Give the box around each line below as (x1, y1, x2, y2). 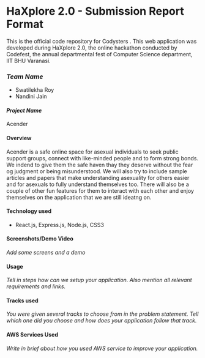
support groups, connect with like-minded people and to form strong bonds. (6, 154, 199, 162)
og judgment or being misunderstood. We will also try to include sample (6, 167, 188, 175)
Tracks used (6, 297, 39, 304)
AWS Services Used (6, 331, 58, 338)
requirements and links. (6, 283, 66, 290)
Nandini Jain (15, 93, 47, 100)
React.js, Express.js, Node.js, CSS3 (15, 221, 104, 228)
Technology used (6, 207, 52, 215)
